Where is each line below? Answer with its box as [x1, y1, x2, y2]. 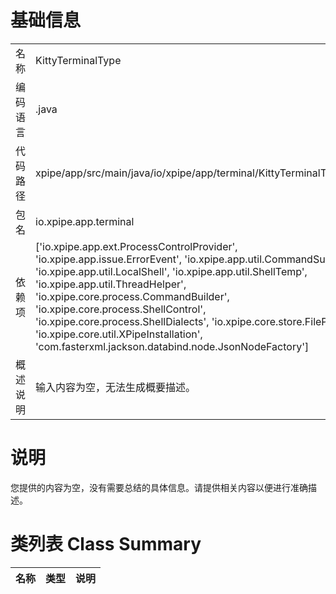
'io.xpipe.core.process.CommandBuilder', [35, 289, 230, 303]
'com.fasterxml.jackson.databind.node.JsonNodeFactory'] [35, 339, 310, 353]
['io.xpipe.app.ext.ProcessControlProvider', [35, 239, 238, 253]
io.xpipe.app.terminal [35, 214, 135, 228]
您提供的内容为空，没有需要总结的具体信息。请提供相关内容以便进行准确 [10, 481, 308, 493]
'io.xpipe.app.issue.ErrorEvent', [35, 252, 183, 266]
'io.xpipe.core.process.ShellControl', [35, 302, 207, 316]
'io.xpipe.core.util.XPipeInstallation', [35, 327, 203, 341]
